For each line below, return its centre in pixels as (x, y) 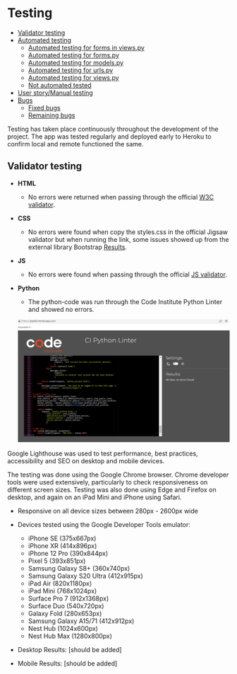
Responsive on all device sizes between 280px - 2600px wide (108, 511)
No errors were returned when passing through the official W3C (121, 197)
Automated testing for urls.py (71, 70)
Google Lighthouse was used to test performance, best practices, (103, 453)
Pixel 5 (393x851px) (57, 561)
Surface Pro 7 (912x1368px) (68, 598)
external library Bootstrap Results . (77, 247)
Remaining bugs (51, 115)
